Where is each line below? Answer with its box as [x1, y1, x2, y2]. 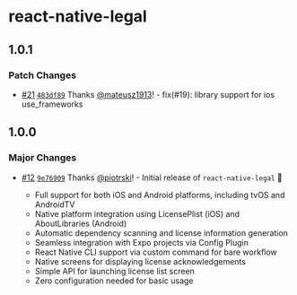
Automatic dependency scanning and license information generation [34, 227, 289, 239]
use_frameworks [21, 99, 83, 109]
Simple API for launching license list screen [34, 265, 195, 276]
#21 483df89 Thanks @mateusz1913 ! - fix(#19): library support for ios [21, 89, 275, 100]
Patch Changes [8, 69, 77, 82]
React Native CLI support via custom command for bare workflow [34, 247, 277, 257]
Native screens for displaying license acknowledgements [34, 256, 246, 266]
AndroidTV [34, 199, 75, 210]
